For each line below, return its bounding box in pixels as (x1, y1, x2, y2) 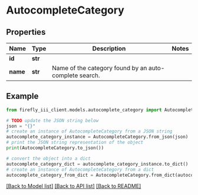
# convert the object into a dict (6, 156, 91, 161)
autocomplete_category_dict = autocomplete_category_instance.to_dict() (6, 161, 189, 167)
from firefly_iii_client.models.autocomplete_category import (6, 107, 162, 113)
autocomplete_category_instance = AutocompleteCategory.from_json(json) (6, 134, 189, 140)
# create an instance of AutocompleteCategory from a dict (6, 166, 154, 173)
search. (79, 71, 100, 80)
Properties (6, 27, 46, 37)
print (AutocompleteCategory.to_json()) (6, 145, 104, 151)
